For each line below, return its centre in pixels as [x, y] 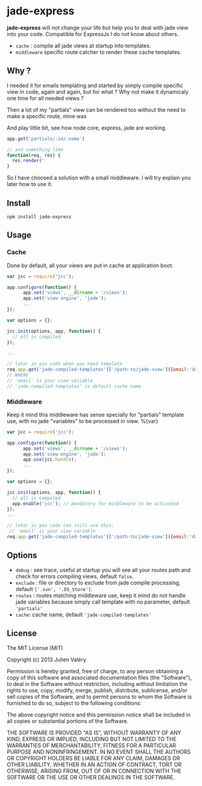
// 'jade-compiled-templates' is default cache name [74, 386]
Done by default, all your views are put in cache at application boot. [90, 265]
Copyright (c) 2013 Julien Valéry [46, 659]
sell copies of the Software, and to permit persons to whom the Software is [100, 697]
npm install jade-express [39, 217]
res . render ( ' [28, 161]
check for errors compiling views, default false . [74, 576]
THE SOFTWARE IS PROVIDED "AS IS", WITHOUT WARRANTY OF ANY [94, 733]
